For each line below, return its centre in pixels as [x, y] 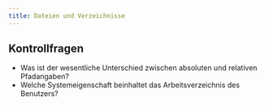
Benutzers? [39, 94]
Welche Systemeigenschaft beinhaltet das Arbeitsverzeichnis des [130, 85]
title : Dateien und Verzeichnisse [67, 16]
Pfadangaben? [44, 77]
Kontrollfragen [46, 49]
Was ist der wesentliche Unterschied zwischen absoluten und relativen [139, 68]
